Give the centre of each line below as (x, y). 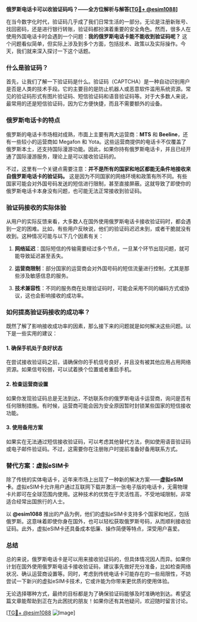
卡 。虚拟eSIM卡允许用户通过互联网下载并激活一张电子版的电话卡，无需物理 (97, 487)
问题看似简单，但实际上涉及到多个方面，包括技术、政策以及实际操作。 (96, 44)
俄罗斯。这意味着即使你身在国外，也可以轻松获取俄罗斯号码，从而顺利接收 (96, 522)
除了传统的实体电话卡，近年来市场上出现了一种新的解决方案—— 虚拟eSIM (95, 480)
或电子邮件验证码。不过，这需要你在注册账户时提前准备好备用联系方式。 (93, 449)
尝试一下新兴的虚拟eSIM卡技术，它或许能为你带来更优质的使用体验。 (89, 581)
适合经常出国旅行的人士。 (37, 502)
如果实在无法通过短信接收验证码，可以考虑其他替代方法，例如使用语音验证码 (98, 441)
